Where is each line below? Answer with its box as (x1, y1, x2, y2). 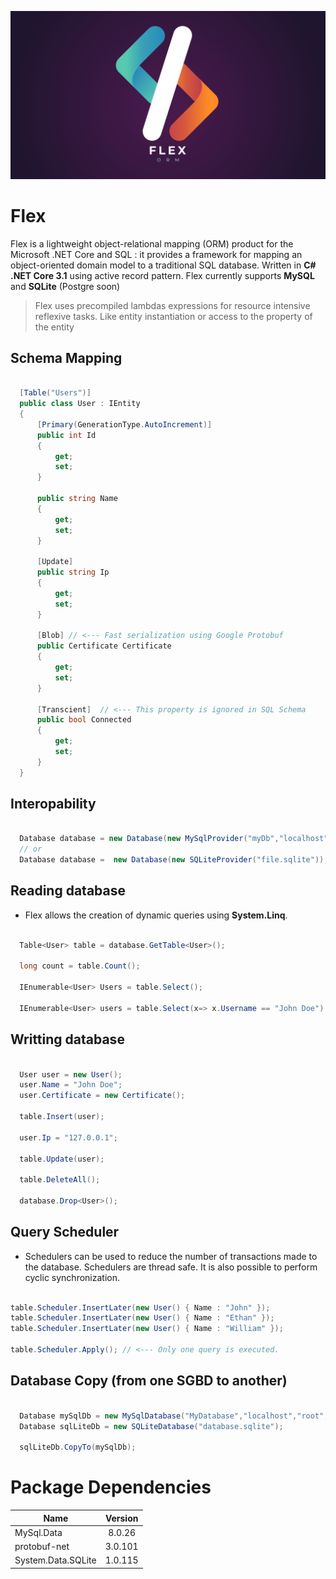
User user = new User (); (19, 1069, 123, 1080)
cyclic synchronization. (24, 1271, 120, 1283)
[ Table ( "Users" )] (19, 388, 92, 398)
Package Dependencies (10, 1476, 212, 1499)
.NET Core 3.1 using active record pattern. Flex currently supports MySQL (10, 269, 315, 281)
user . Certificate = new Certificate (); (19, 1091, 186, 1101)
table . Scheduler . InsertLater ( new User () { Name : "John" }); (10, 1302, 271, 1313)
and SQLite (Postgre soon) (10, 280, 121, 292)
